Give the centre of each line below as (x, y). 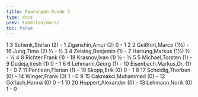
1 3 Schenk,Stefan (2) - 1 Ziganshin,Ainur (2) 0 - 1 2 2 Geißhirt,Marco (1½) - (98, 45)
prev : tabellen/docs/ (33, 22)
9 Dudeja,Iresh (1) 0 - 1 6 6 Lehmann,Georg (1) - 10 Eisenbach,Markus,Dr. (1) (99, 64)
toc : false (20, 28)
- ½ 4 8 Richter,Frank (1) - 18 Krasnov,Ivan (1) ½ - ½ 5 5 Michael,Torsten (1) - (99, 57)
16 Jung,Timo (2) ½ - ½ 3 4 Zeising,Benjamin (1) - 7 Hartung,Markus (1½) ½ (98, 51)
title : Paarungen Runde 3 (38, 12)
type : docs (20, 17)
